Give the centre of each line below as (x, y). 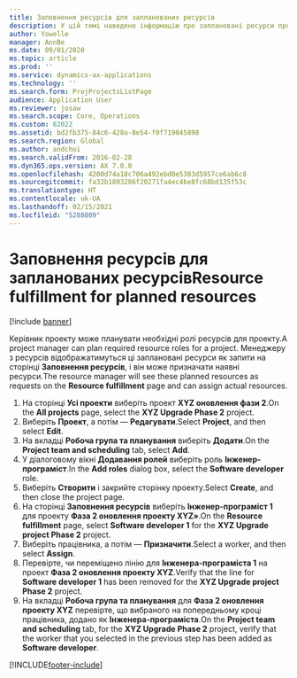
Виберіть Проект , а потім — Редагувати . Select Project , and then (144, 421)
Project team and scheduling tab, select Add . (106, 449)
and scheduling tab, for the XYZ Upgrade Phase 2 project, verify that (149, 628)
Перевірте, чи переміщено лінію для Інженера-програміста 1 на (145, 563)
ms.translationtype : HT (53, 191)
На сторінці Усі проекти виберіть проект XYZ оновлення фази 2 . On (151, 402)
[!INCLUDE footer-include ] (56, 665)
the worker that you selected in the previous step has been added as (147, 638)
